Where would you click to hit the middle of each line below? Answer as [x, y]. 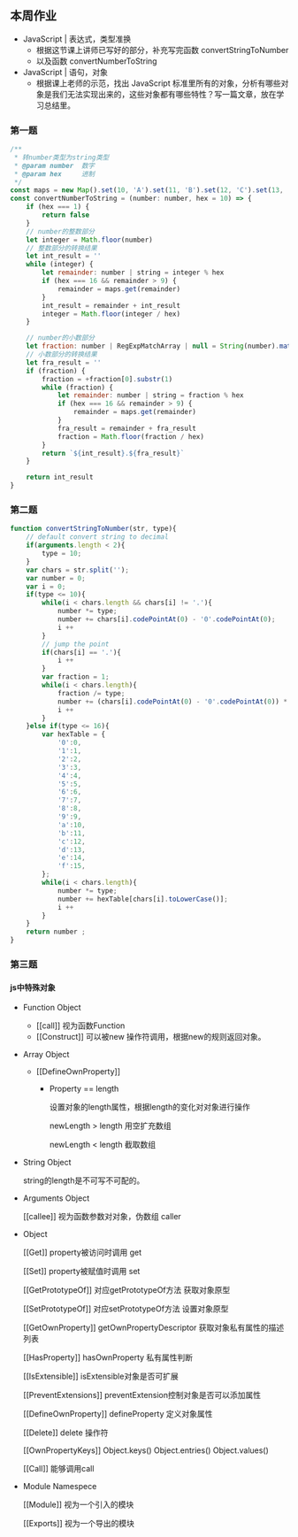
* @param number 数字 [54, 165]
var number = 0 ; [56, 578]
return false [66, 215]
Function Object [52, 1008]
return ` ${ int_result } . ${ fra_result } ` [113, 453]
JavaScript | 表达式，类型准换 [77, 39]
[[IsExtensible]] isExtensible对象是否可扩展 [101, 1376]
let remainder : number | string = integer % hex [133, 273]
